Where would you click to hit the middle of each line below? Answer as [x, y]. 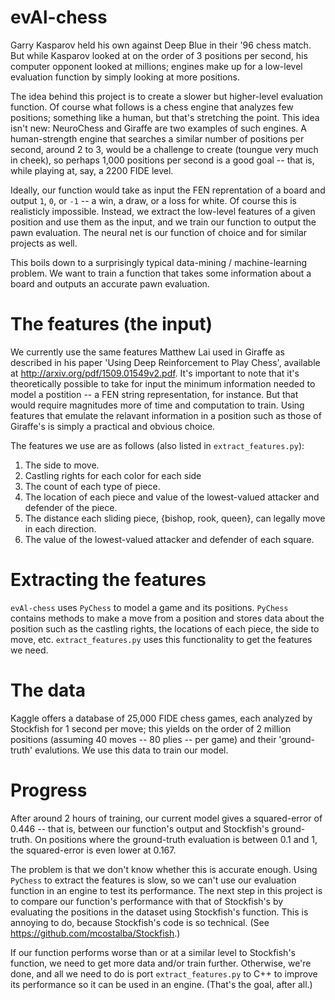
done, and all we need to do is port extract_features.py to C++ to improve [164, 973]
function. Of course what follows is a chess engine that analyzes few [152, 107]
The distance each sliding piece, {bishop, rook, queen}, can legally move [175, 518]
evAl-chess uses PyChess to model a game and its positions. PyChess [149, 607]
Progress [49, 790]
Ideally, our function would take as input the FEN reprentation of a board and [168, 190]
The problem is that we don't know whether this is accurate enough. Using [164, 869]
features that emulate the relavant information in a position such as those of [166, 415]
